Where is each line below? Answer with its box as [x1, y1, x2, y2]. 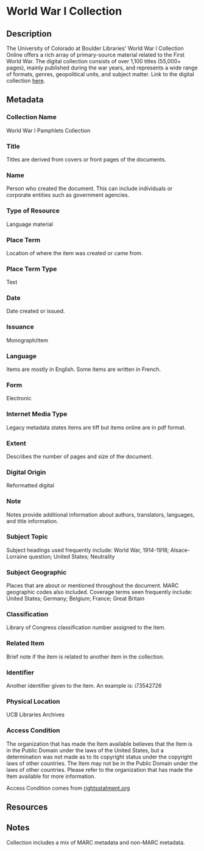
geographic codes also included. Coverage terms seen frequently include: [6, 588, 193, 596]
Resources [6, 802, 48, 813]
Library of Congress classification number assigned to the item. [6, 624, 166, 631]
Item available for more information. [6, 772, 96, 780]
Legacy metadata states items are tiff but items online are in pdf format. [6, 423, 186, 431]
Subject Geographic [6, 568, 67, 576]
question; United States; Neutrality [28, 553, 115, 560]
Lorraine [6, 553, 27, 560]
